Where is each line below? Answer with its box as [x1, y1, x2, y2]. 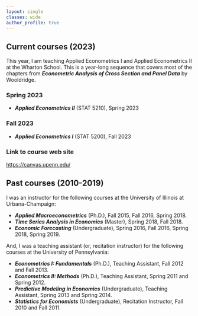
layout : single [6, 8, 44, 15]
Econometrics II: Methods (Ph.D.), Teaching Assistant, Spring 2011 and [14, 272, 189, 279]
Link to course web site [6, 148, 74, 156]
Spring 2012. [14, 279, 46, 286]
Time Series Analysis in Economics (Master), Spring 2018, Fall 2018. [14, 218, 183, 225]
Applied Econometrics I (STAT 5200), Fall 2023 [14, 133, 131, 140]
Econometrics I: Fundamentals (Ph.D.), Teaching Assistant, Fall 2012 [14, 260, 184, 267]
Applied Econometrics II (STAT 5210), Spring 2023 [14, 104, 139, 111]
